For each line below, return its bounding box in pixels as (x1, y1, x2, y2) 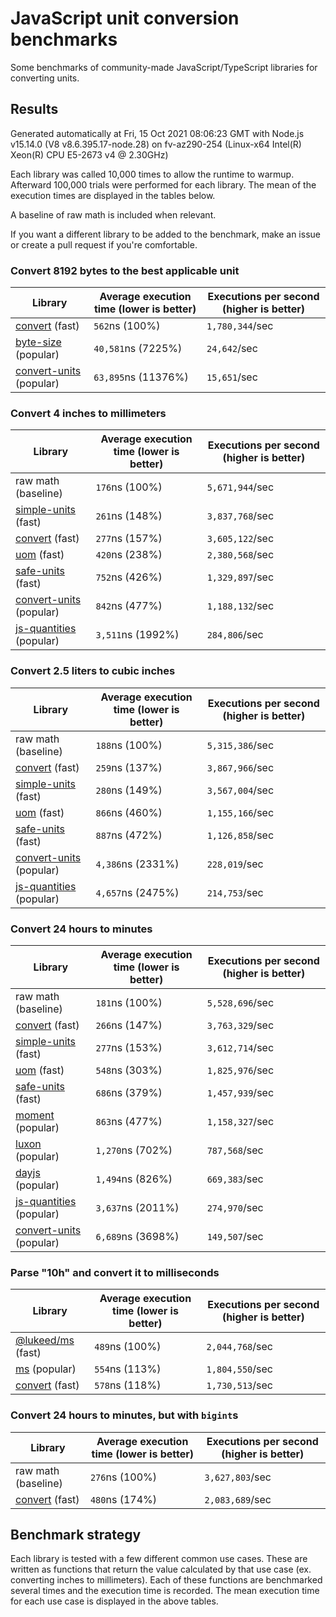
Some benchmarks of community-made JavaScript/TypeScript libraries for (10, 61, 318, 73)
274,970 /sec (206, 1200, 264, 1214)
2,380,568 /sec (206, 548, 275, 562)
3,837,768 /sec (206, 509, 275, 523)
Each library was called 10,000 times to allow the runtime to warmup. (10, 168, 295, 180)
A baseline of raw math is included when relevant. (10, 208, 217, 221)
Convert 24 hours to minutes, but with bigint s (10, 1408, 239, 1422)
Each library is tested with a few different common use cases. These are (10, 1553, 308, 1565)
